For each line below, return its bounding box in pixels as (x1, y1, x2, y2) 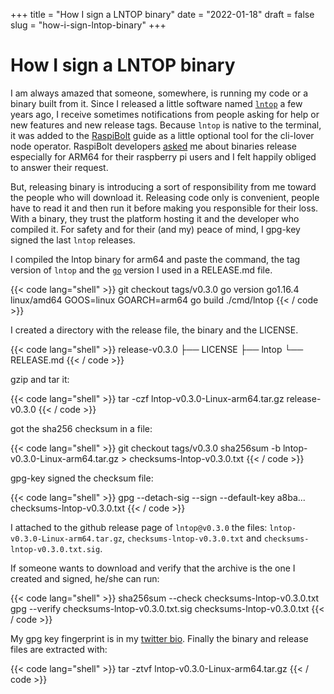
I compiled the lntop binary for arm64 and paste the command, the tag (10, 253, 301, 265)
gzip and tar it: (10, 373, 70, 385)
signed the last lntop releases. (10, 234, 136, 246)
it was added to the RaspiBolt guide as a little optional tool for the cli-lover (10, 129, 315, 141)
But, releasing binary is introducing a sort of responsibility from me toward (10, 180, 317, 193)
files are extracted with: (10, 643, 108, 655)
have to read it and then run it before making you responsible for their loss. (10, 202, 319, 214)
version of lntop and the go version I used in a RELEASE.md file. (10, 264, 273, 276)
